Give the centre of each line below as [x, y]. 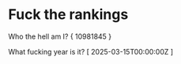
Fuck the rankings [68, 15]
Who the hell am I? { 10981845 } [60, 36]
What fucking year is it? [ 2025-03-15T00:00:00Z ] [91, 51]
